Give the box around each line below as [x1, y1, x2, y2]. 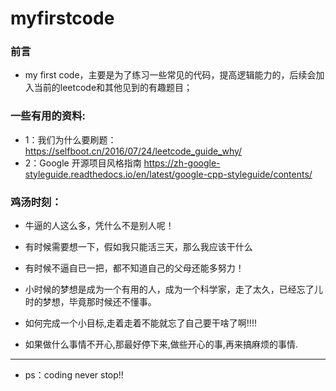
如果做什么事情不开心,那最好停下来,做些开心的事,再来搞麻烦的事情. [24, 338, 298, 351]
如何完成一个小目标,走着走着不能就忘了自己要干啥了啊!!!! [24, 317, 257, 329]
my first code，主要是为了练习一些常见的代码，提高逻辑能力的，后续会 [24, 69, 317, 81]
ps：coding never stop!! [24, 369, 124, 381]
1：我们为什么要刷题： [24, 133, 117, 146]
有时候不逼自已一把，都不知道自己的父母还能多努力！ [24, 262, 245, 274]
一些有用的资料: [10, 109, 86, 123]
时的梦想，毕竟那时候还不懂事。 [24, 296, 157, 308]
